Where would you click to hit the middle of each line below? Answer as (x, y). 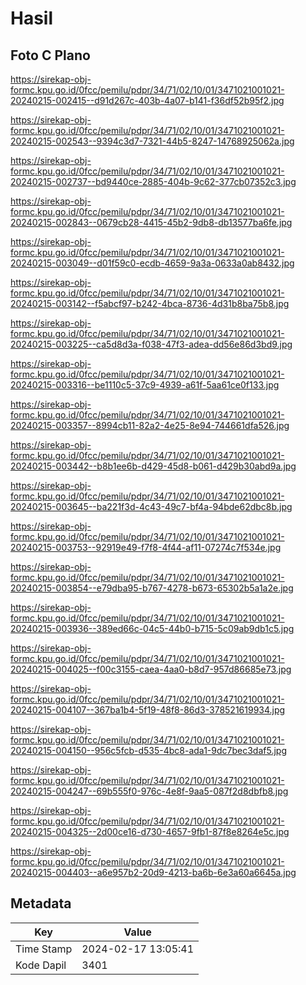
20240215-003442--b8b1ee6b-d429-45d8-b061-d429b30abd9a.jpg (153, 466)
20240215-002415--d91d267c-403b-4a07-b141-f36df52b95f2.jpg (147, 100)
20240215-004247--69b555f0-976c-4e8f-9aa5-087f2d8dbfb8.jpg (149, 791)
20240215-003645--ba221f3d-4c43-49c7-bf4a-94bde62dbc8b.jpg (151, 506)
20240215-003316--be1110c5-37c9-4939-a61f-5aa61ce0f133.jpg (145, 385)
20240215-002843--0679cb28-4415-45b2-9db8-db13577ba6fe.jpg (151, 222)
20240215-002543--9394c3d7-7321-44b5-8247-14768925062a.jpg (152, 141)
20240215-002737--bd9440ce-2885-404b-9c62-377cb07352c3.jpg (153, 181)
